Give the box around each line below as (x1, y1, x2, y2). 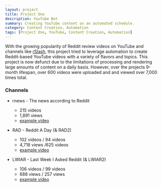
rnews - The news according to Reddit (12, 98, 90, 104)
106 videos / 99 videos (19, 166, 66, 172)
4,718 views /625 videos (19, 142, 69, 148)
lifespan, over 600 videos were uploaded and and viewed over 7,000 (19, 70, 158, 75)
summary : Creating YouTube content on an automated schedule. (5, 21, 135, 26)
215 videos (19, 107, 42, 113)
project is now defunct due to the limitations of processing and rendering (5, 59, 153, 65)
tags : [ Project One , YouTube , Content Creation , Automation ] (5, 30, 133, 35)
